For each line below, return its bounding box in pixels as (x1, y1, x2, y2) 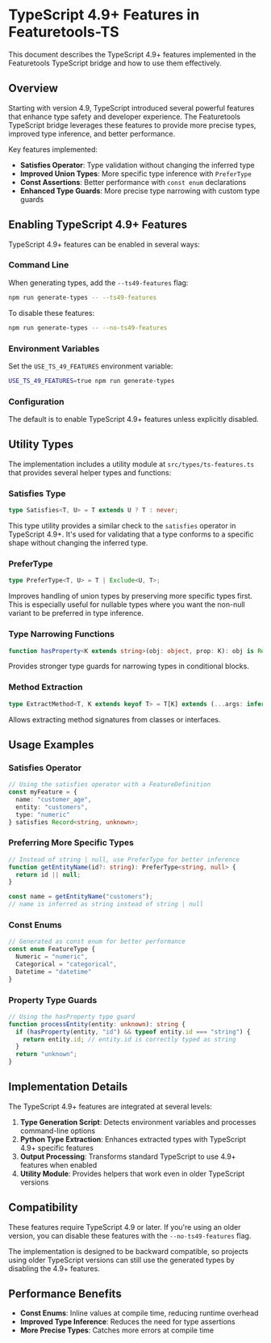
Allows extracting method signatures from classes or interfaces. (8, 714, 221, 724)
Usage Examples (8, 738, 94, 751)
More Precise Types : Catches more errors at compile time (19, 1325, 215, 1335)
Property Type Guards (8, 994, 98, 1005)
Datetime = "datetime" (15, 967, 92, 975)
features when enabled (19, 1160, 98, 1169)
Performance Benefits (8, 1287, 123, 1301)
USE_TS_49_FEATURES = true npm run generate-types (8, 377, 175, 385)
